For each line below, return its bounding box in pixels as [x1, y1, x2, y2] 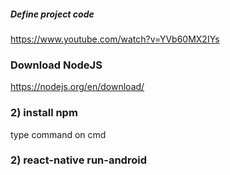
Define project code [10, 8, 95, 20]
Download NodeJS [10, 58, 103, 72]
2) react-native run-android [10, 153, 147, 167]
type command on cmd [10, 128, 107, 140]
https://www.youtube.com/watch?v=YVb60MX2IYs [10, 33, 220, 45]
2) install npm [10, 106, 78, 120]
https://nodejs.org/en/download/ [10, 81, 145, 93]
